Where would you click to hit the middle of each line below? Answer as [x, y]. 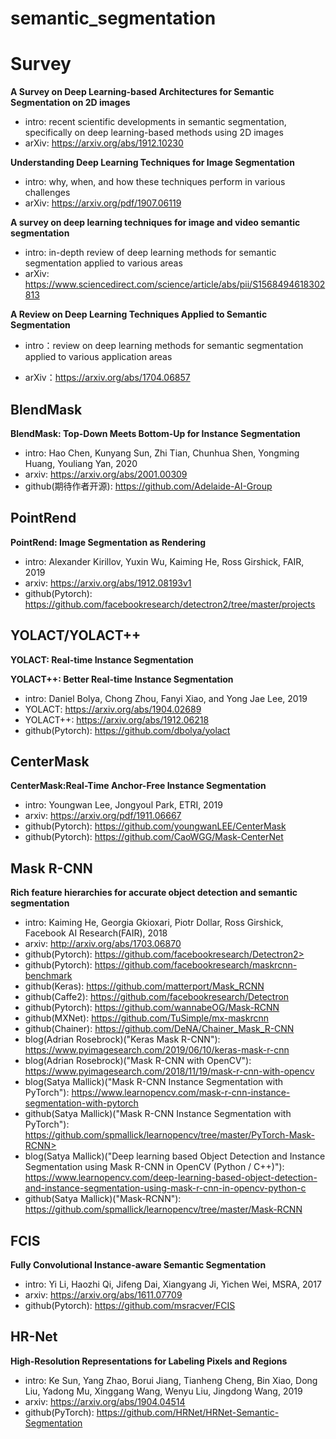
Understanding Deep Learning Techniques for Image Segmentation [152, 163]
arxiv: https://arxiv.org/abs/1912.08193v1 [108, 583]
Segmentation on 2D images [70, 103]
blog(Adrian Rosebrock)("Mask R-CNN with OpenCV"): [138, 1061]
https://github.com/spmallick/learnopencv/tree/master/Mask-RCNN [163, 1209]
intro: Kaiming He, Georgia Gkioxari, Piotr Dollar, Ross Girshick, [154, 923]
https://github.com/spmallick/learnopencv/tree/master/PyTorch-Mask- [170, 1135]
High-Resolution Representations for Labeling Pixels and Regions [149, 1361]
